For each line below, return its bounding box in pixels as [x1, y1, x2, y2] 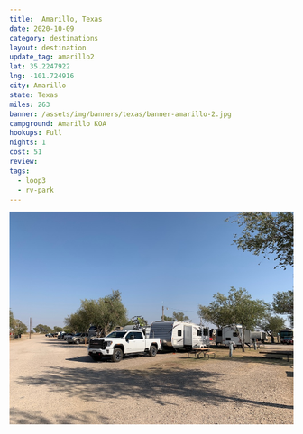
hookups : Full [9, 129, 63, 138]
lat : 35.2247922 [9, 62, 70, 71]
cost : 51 [9, 148, 42, 157]
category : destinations [9, 33, 99, 42]
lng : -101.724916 [9, 72, 75, 81]
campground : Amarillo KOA [9, 119, 106, 128]
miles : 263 [9, 100, 50, 109]
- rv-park [17, 185, 54, 194]
